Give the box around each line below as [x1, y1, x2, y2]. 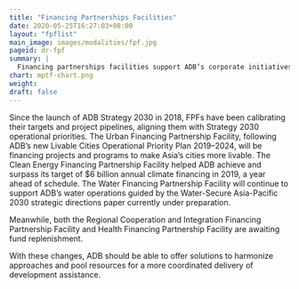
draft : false [9, 87, 58, 96]
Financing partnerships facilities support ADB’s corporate [17, 63, 245, 72]
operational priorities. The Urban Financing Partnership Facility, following [9, 131, 278, 141]
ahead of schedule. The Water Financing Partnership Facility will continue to [9, 178, 289, 189]
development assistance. [9, 269, 101, 280]
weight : [9, 79, 38, 88]
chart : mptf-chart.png [9, 71, 93, 80]
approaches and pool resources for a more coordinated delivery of [9, 260, 254, 270]
